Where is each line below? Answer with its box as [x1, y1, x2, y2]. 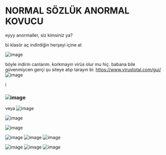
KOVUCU [5, 15, 44, 27]
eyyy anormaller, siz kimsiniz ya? [5, 32, 73, 38]
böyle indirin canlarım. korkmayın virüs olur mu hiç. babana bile [5, 61, 135, 67]
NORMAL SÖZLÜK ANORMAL [5, 5, 130, 16]
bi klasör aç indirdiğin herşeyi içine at [5, 41, 82, 47]
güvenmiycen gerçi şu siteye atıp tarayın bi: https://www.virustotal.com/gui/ [5, 66, 161, 72]
